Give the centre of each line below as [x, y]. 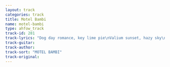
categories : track [25, 15]
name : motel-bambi [25, 24]
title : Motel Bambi [26, 19]
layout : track [20, 10]
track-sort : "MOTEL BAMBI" [34, 52]
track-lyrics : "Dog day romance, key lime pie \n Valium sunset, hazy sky [83, 38]
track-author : [20, 47]
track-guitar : [20, 43]
